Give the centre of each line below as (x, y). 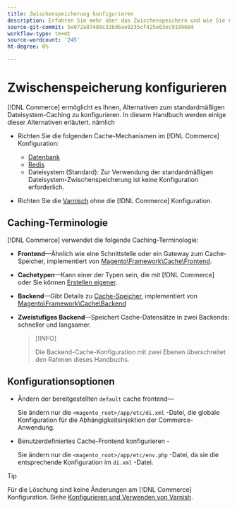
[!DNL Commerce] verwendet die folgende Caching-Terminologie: (103, 240)
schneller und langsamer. (54, 325)
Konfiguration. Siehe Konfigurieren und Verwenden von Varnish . (100, 497)
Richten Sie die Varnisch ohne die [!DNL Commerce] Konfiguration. (115, 200)
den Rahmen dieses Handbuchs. (82, 359)
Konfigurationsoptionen (61, 382)
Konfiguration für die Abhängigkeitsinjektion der (87, 420)
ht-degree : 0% (28, 47)
